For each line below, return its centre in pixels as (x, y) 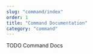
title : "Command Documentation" (47, 23)
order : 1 (17, 17)
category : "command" (32, 28)
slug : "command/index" (35, 12)
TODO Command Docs (35, 46)
